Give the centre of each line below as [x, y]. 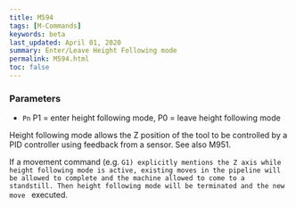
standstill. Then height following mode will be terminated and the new [147, 186]
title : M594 [31, 17]
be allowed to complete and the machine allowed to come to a [127, 178]
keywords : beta [37, 34]
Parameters [35, 98]
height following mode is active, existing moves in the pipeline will [145, 170]
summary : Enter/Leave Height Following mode [93, 51]
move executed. [39, 195]
